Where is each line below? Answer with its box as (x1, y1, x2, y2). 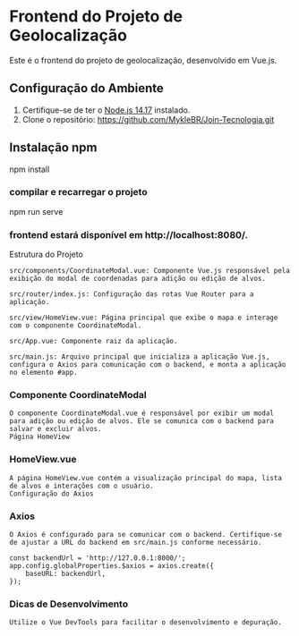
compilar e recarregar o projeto (9, 186, 148, 199)
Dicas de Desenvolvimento (9, 598, 128, 610)
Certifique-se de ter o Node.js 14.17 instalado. (21, 105, 191, 115)
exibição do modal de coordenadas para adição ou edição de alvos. (9, 275, 267, 284)
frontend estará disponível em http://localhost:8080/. (9, 228, 249, 241)
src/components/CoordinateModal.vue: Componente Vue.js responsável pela (9, 267, 291, 276)
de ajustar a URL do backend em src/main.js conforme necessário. (9, 538, 262, 547)
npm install (9, 164, 50, 174)
